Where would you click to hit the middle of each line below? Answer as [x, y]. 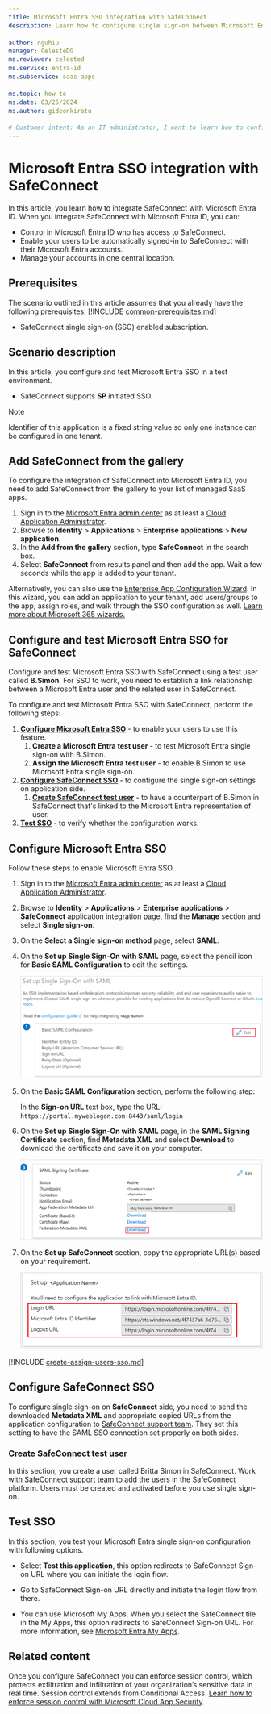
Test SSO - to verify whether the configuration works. [109, 824]
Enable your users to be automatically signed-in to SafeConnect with [134, 240]
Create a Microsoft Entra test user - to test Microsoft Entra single [142, 746]
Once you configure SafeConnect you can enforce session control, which [130, 1676]
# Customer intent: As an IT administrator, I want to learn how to [126, 128]
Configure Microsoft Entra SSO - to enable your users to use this [129, 729]
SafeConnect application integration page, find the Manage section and [140, 916]
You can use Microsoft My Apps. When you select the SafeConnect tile [138, 1614]
